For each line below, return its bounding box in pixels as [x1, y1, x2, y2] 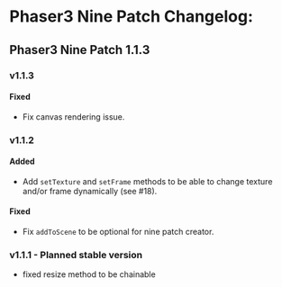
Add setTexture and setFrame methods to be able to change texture [22, 175, 273, 186]
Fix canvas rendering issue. [22, 111, 125, 122]
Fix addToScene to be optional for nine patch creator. [22, 227, 214, 238]
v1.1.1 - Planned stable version [9, 248, 143, 261]
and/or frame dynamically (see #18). [22, 185, 158, 196]
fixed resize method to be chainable [22, 269, 156, 280]
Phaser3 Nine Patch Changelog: [9, 6, 254, 27]
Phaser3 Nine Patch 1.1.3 [9, 42, 150, 58]
